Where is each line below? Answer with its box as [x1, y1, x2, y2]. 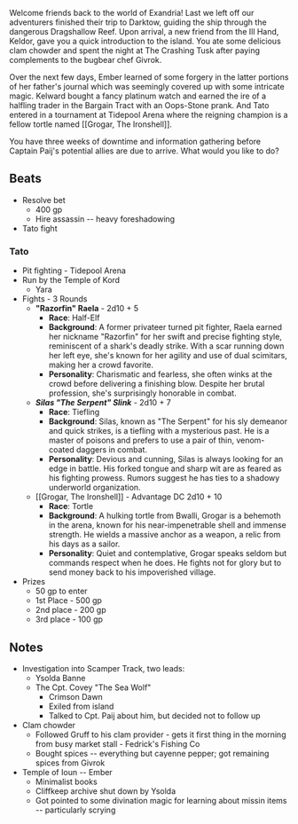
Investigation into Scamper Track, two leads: [21, 663, 185, 673]
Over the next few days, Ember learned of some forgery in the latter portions [9, 72, 289, 82]
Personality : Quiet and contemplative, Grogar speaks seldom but [48, 548, 287, 559]
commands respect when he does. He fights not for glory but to [48, 558, 282, 569]
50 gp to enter [35, 585, 88, 597]
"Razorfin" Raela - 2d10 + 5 [35, 303, 139, 314]
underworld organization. [48, 483, 141, 493]
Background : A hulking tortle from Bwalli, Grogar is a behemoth [48, 510, 281, 522]
